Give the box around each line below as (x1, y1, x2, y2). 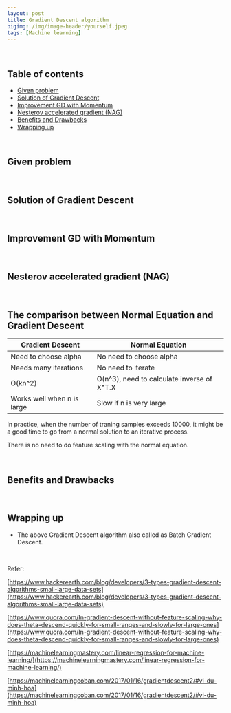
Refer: (7, 564, 25, 573)
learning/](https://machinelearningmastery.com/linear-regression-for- (7, 655, 205, 664)
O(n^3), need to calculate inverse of (96, 374, 213, 384)
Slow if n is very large (96, 398, 166, 408)
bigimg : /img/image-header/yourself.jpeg (7, 23, 128, 30)
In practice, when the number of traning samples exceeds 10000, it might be (7, 421, 223, 429)
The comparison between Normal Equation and (7, 309, 214, 321)
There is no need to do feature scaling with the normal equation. (7, 441, 189, 449)
